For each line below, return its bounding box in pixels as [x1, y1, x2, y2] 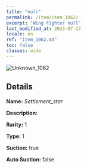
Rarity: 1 [6, 121, 27, 128]
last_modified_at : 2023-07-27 [6, 25, 82, 32]
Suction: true [6, 144, 39, 151]
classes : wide [6, 48, 42, 54]
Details [6, 82, 33, 92]
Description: [6, 109, 38, 116]
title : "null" [6, 8, 42, 15]
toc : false [6, 43, 33, 49]
